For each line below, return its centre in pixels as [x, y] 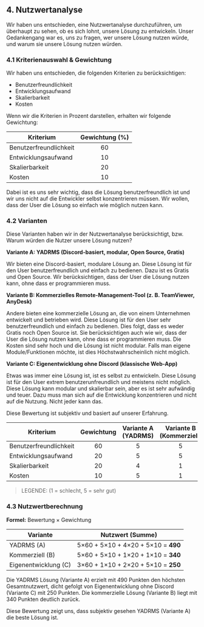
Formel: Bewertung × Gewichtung [49, 519]
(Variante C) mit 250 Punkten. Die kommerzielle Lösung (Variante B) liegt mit [102, 592]
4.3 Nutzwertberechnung [45, 507]
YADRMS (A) [28, 545]
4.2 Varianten [27, 221]
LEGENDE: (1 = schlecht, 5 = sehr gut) [69, 491]
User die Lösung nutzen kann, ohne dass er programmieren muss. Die [94, 339]
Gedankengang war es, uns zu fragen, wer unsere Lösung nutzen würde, [98, 37]
